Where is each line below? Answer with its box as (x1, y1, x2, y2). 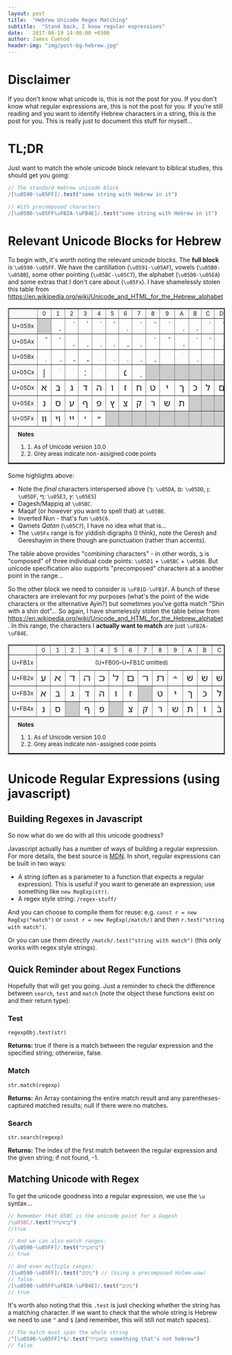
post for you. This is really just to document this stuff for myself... (8, 117, 193, 125)
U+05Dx (12, 384, 34, 391)
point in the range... (8, 572, 63, 580)
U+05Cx (12, 369, 35, 376)
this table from (8, 285, 50, 293)
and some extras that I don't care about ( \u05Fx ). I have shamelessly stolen (8, 277, 221, 286)
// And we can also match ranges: (8, 1238, 107, 1245)
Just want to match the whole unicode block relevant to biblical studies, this (8, 164, 223, 172)
